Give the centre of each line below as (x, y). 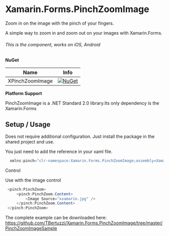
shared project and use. (30, 141)
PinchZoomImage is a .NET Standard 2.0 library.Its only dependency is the (82, 103)
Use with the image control (33, 180)
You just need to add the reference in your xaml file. (59, 151)
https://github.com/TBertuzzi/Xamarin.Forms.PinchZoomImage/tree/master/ (84, 223)
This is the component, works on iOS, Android (53, 44)
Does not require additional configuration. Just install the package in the (80, 136)
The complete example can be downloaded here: (56, 218)
